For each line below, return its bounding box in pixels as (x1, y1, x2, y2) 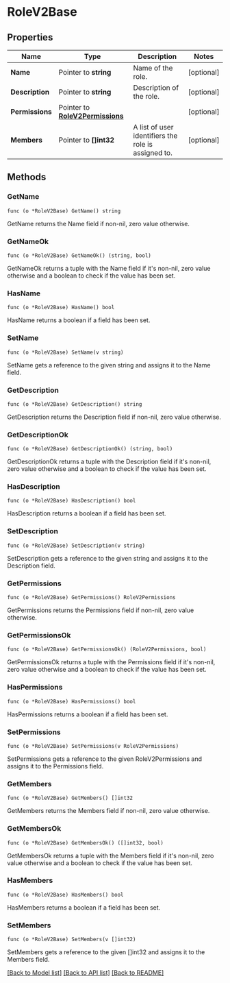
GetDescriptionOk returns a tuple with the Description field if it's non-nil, (7, 457, 212, 466)
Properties (7, 32, 53, 43)
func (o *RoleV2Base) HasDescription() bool (7, 498, 136, 505)
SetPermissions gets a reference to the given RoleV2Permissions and (7, 755, 203, 763)
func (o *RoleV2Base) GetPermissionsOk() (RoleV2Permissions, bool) (7, 646, 207, 653)
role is (133, 140, 153, 149)
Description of (133, 83, 179, 93)
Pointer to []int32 (58, 135, 115, 145)
